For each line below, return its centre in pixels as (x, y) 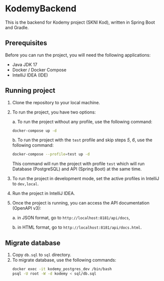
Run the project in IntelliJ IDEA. (44, 194)
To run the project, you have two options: (54, 112)
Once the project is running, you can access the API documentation (81, 203)
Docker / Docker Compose (39, 70)
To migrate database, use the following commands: (64, 260)
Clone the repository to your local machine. (56, 102)
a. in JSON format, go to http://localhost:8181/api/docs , (71, 218)
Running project (30, 91)
